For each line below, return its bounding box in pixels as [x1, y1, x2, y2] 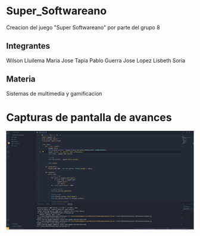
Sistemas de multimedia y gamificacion [6, 90, 102, 97]
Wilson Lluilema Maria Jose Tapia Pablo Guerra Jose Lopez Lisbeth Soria [6, 56, 186, 64]
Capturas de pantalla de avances [6, 111, 172, 124]
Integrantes [6, 41, 51, 51]
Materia [6, 74, 36, 84]
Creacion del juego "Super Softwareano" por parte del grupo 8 [6, 24, 160, 31]
